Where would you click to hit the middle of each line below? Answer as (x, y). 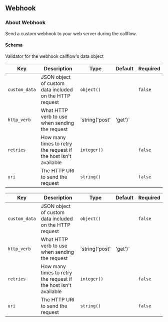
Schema (14, 45)
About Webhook (25, 23)
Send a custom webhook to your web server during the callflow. (71, 33)
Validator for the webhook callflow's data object (54, 56)
